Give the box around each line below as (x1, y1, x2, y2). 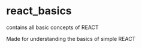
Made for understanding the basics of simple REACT (6, 35, 136, 42)
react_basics (6, 4, 72, 18)
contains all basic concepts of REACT (6, 24, 99, 31)
